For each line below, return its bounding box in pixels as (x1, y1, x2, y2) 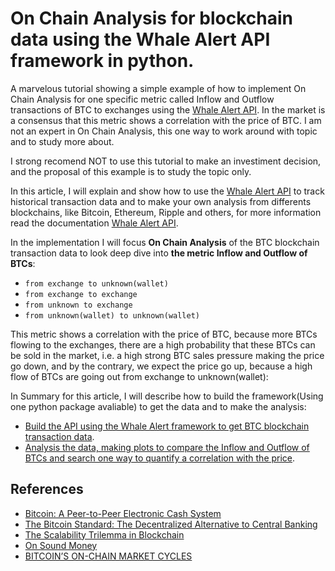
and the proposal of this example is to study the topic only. (10, 165, 252, 177)
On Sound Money (24, 539, 98, 551)
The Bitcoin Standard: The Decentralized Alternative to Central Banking (24, 518, 318, 530)
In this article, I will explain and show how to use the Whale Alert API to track (10, 185, 325, 197)
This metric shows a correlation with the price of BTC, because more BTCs (10, 328, 318, 340)
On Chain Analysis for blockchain (10, 7, 294, 30)
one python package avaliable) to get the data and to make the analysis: (10, 400, 307, 412)
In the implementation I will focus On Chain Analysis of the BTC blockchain (10, 236, 320, 248)
